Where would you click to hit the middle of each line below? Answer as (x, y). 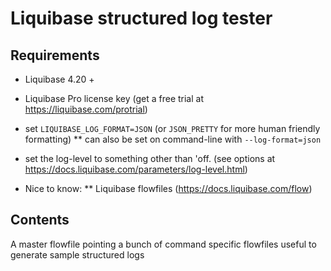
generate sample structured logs (77, 254)
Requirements (55, 55)
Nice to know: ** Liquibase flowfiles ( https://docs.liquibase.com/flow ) (168, 188)
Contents (40, 220)
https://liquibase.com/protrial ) (86, 109)
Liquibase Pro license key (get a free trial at (114, 98)
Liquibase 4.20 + (59, 79)
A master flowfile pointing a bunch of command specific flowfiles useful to (163, 244)
